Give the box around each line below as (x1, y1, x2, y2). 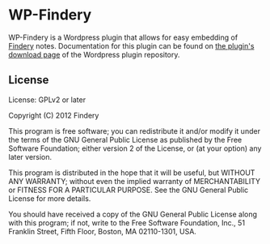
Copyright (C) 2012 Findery (8, 110, 99, 120)
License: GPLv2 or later (8, 95, 86, 105)
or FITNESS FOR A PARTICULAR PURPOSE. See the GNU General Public (8, 185, 249, 195)
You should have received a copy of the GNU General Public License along (8, 209, 257, 219)
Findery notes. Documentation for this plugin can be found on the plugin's (8, 41, 255, 50)
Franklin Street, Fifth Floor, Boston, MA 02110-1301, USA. (8, 226, 196, 236)
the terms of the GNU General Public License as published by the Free (8, 135, 243, 144)
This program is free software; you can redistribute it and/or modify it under (8, 126, 261, 135)
